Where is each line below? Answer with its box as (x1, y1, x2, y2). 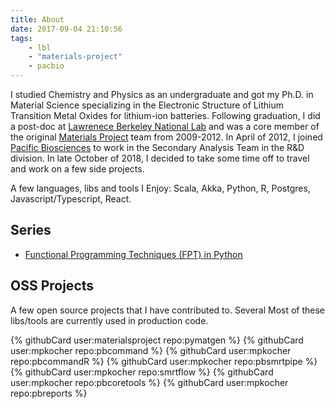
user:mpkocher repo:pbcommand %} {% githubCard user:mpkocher (10, 344, 292, 356)
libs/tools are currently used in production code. (10, 314, 209, 326)
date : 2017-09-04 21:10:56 (10, 24, 123, 34)
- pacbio (28, 61, 65, 71)
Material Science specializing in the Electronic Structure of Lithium (10, 99, 284, 111)
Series (10, 222, 52, 239)
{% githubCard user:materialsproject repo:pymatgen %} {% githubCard (10, 334, 304, 346)
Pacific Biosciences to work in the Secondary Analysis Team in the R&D (10, 142, 305, 153)
